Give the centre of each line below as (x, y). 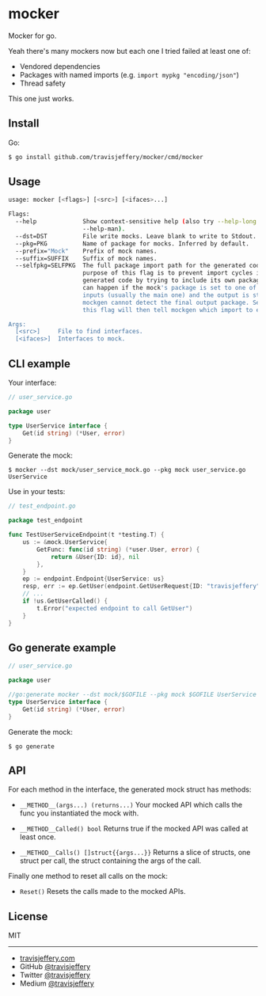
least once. (38, 837)
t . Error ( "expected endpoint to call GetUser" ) (115, 608)
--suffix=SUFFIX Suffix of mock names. (86, 258)
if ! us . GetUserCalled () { (65, 601)
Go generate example (62, 647)
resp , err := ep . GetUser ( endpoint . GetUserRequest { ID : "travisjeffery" (141, 587)
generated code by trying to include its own (159, 281)
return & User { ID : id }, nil (95, 557)
